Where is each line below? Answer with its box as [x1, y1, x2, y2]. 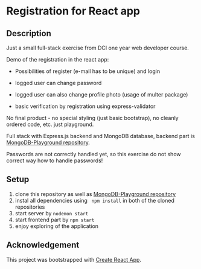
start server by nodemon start [14, 209, 89, 217]
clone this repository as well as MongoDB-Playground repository [14, 190, 176, 197]
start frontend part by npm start [14, 216, 95, 223]
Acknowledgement [6, 240, 80, 250]
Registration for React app [6, 4, 141, 18]
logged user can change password [14, 80, 102, 86]
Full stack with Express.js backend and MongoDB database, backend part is [6, 133, 195, 139]
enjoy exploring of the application [14, 222, 98, 230]
